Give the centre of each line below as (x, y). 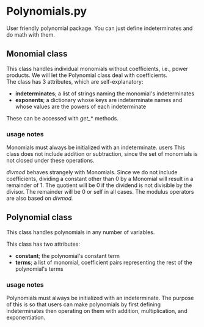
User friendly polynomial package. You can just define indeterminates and (100, 28)
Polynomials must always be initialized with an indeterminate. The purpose (100, 298)
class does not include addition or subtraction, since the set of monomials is (102, 154)
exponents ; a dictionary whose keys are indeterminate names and (99, 100)
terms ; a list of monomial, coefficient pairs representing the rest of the (104, 262)
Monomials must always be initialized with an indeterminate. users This (96, 147)
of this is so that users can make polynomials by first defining (83, 304)
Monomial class (37, 54)
